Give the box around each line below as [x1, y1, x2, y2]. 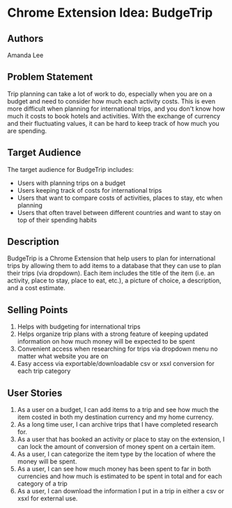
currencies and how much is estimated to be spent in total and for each [17, 472, 222, 481]
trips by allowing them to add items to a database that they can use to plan [7, 262, 222, 270]
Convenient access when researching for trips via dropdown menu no [17, 344, 218, 353]
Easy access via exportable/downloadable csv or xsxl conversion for [17, 360, 215, 368]
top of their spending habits [17, 216, 98, 224]
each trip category [17, 367, 71, 375]
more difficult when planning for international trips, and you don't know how [7, 104, 225, 113]
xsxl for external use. [17, 494, 78, 502]
